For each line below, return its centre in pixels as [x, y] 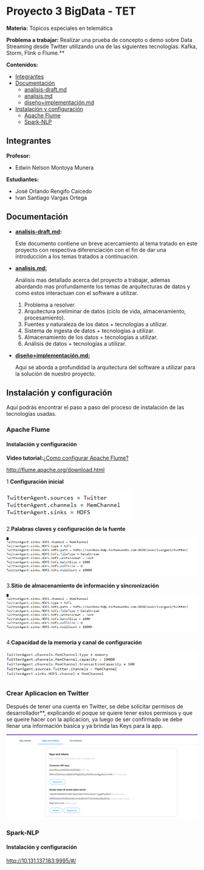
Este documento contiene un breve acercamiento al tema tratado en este [106, 243]
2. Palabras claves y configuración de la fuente [66, 529]
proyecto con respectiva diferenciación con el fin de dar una [90, 250]
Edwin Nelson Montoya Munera [54, 167]
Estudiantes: [23, 179]
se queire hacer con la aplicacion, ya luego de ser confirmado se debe [95, 719]
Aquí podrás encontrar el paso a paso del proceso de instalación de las [95, 407]
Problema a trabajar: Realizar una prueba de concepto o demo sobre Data [99, 40]
